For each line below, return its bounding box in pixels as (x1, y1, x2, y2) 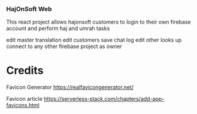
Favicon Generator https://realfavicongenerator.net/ (6, 83, 134, 91)
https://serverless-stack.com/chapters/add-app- (44, 95, 165, 103)
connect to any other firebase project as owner (6, 43, 123, 50)
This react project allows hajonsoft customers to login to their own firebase (6, 19, 191, 26)
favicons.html (6, 101, 40, 109)
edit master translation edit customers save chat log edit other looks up (6, 37, 182, 44)
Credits (6, 64, 44, 77)
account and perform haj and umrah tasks (6, 25, 110, 32)
